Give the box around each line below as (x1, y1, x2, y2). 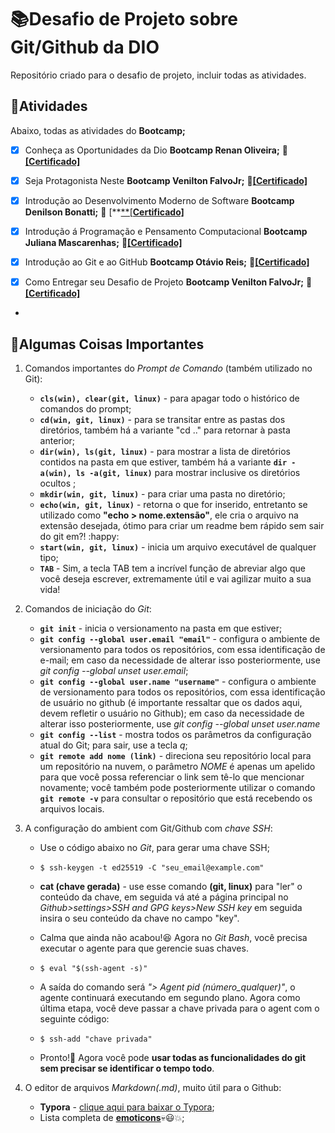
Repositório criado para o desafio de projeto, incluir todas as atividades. (10, 69, 307, 81)
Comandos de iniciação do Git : (24, 602, 152, 615)
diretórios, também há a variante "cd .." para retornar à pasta (39, 424, 291, 436)
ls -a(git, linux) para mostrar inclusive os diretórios (75, 466, 301, 478)
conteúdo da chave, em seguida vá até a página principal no (39, 891, 289, 903)
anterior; (39, 434, 76, 446)
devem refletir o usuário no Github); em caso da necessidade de (39, 707, 305, 719)
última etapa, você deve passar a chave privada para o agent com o (39, 1002, 320, 1014)
